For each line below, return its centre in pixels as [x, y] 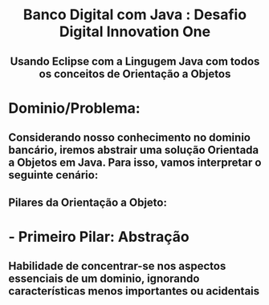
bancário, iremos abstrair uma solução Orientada [134, 150]
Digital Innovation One [135, 32]
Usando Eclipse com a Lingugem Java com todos [135, 61]
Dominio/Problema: [74, 108]
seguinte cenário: [53, 175]
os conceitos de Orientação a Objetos [135, 74]
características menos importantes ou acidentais [134, 291]
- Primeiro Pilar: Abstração [99, 237]
